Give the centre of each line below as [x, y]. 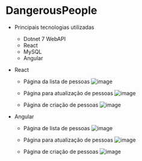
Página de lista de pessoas [57, 128]
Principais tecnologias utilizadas [54, 27]
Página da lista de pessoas [57, 81]
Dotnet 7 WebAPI [45, 39]
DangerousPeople [51, 11]
